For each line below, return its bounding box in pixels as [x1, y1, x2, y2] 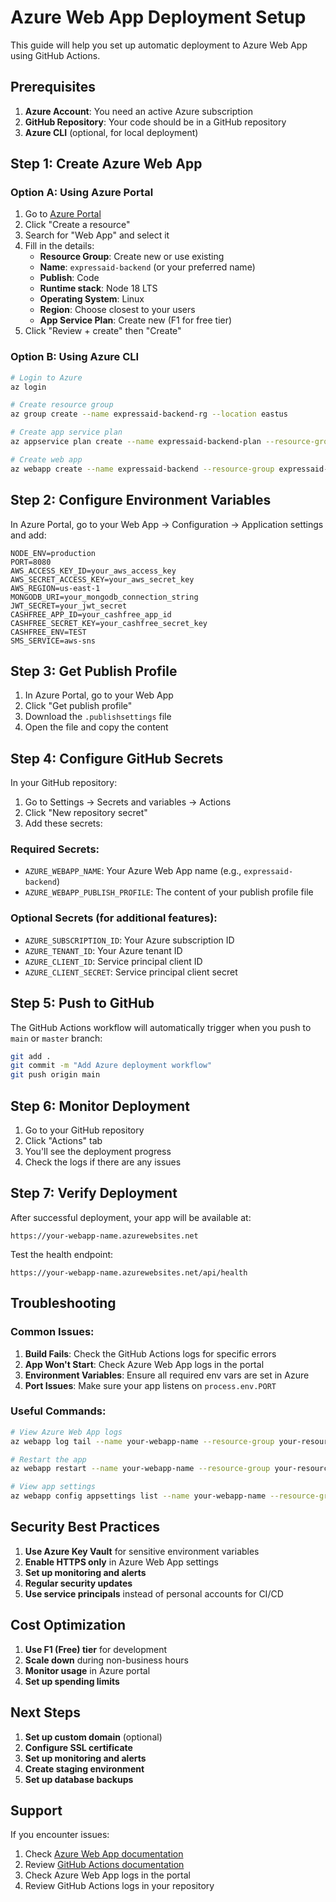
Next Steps [10, 1704, 81, 1721]
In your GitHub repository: [10, 777, 118, 789]
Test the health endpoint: [10, 1248, 114, 1260]
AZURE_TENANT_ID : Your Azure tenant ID [24, 944, 183, 956]
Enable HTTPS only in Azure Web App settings [24, 1556, 219, 1568]
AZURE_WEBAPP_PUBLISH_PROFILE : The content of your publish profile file [24, 886, 314, 898]
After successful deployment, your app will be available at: [10, 1211, 252, 1223]
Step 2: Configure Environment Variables [10, 492, 272, 509]
